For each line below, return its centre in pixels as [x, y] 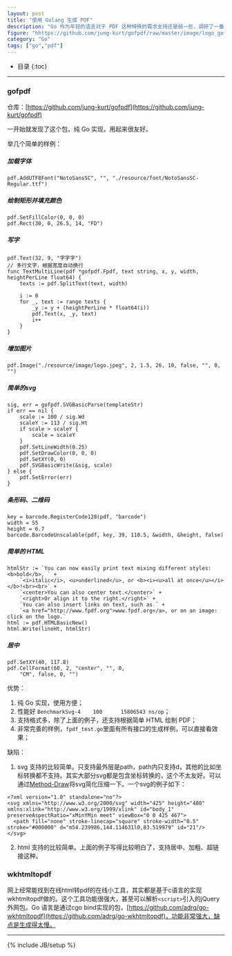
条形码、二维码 [28, 500]
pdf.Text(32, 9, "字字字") [44, 258]
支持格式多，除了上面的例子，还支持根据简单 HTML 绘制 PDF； [107, 720]
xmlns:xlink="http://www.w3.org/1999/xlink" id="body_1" [91, 810]
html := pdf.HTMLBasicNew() [48, 623]
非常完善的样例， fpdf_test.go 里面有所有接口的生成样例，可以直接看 [114, 729]
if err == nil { [30, 411]
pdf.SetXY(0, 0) [43, 460]
